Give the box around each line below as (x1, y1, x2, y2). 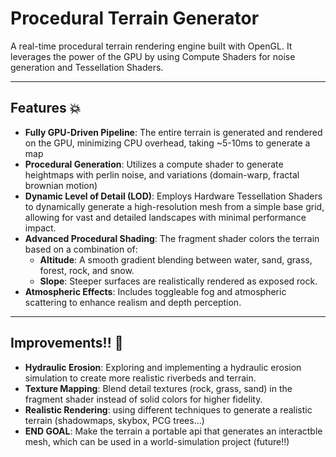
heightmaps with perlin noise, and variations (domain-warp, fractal (24, 168, 300, 181)
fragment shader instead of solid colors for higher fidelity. (24, 393, 263, 405)
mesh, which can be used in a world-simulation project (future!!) (24, 435, 290, 447)
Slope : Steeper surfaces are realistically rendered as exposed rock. (39, 275, 318, 287)
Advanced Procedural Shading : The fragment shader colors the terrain (24, 232, 320, 244)
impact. (24, 222, 57, 234)
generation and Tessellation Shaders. (10, 61, 164, 73)
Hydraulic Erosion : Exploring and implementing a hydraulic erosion (24, 361, 302, 373)
